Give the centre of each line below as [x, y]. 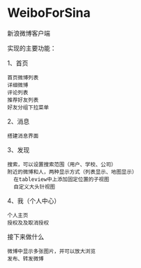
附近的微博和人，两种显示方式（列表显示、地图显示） [72, 172]
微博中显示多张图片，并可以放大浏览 [52, 251]
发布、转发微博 [25, 259]
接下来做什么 [25, 236]
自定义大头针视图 [35, 187]
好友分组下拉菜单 [28, 107]
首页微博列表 [23, 78]
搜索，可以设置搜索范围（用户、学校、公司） [62, 164]
